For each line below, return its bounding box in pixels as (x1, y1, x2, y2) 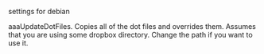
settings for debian (8, 7, 70, 16)
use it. (8, 38, 29, 48)
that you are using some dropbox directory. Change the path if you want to (8, 31, 253, 39)
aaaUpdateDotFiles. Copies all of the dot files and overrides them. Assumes (8, 22, 256, 31)
